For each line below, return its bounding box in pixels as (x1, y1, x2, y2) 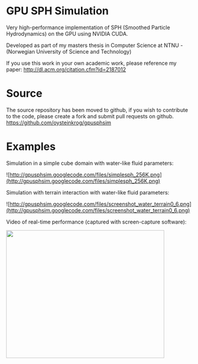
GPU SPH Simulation (6, 4, 109, 18)
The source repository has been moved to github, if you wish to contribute (6, 106, 188, 114)
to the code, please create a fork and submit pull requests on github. (6, 112, 174, 120)
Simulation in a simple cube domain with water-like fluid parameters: (6, 159, 174, 167)
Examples (6, 140, 56, 153)
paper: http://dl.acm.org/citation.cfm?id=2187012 (6, 65, 126, 73)
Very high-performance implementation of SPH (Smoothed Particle (6, 24, 171, 31)
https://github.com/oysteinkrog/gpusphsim (6, 119, 112, 126)
